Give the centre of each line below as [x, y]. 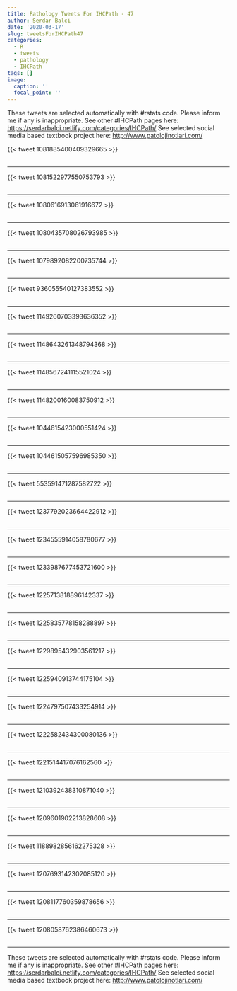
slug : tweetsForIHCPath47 [45, 34]
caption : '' [31, 86]
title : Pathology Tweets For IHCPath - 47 [71, 14]
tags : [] [20, 73]
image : [17, 80]
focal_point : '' [37, 93]
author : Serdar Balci [39, 21]
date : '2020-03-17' [36, 27]
